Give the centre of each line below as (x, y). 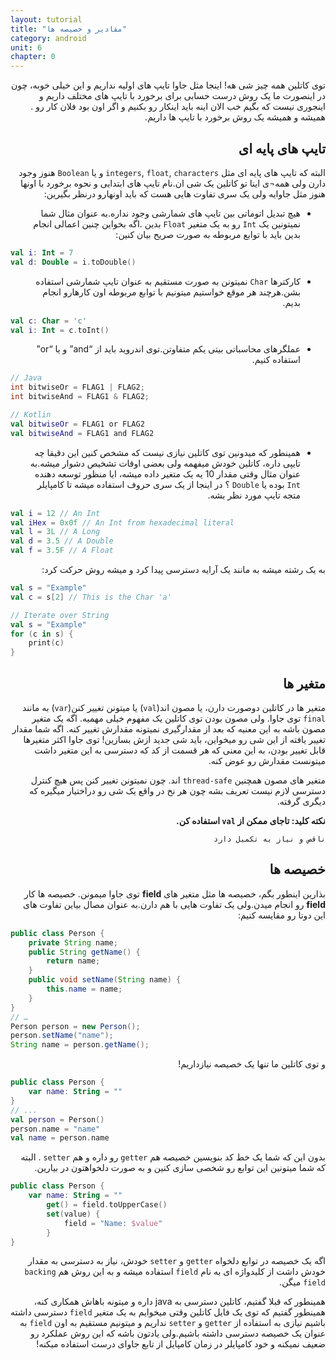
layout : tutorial (46, 19)
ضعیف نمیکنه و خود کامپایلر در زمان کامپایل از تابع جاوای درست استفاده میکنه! (181, 1344)
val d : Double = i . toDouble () (73, 262)
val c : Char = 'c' (48, 321)
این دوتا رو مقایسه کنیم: (281, 915)
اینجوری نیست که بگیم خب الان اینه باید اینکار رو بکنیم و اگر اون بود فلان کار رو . (178, 107)
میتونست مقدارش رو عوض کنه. (267, 760)
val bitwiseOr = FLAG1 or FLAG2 (77, 424)
